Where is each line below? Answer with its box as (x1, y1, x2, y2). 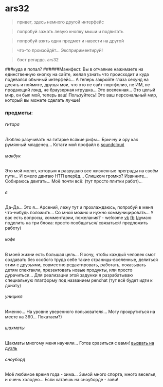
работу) (5, 225, 21, 231)
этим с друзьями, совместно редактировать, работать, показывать (5, 261, 146, 268)
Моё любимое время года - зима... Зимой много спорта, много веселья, (5, 371, 157, 377)
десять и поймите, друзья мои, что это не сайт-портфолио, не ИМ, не (5, 81, 150, 88)
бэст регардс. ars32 (17, 56, 59, 62)
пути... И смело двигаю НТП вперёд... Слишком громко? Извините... (5, 173, 148, 179)
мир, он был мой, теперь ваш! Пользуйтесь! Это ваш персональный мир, (5, 92, 158, 98)
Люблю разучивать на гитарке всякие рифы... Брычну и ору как (5, 137, 139, 143)
